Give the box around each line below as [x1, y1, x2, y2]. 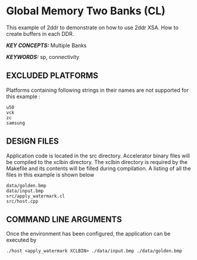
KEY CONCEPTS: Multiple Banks [6, 42, 87, 49]
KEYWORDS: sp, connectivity [6, 53, 79, 60]
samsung [6, 120, 26, 126]
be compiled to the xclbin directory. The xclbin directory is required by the [6, 158, 188, 165]
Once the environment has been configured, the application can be [6, 230, 171, 237]
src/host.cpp [6, 198, 39, 204]
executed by [6, 237, 37, 244]
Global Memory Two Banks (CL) [6, 4, 165, 18]
